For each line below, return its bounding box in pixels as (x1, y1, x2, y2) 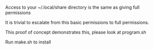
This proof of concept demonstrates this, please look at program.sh (5, 29, 146, 35)
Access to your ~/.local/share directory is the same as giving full (5, 5, 140, 10)
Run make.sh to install (5, 39, 51, 45)
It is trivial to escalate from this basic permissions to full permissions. (5, 20, 149, 25)
